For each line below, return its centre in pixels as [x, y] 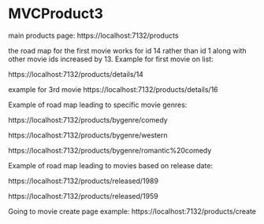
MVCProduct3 [56, 14]
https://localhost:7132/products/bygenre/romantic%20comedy [110, 150]
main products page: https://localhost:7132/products [93, 35]
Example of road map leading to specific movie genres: [98, 105]
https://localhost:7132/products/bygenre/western [88, 135]
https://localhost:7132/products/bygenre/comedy [88, 119]
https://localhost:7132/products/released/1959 [84, 196]
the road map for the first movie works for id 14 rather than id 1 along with [127, 50]
